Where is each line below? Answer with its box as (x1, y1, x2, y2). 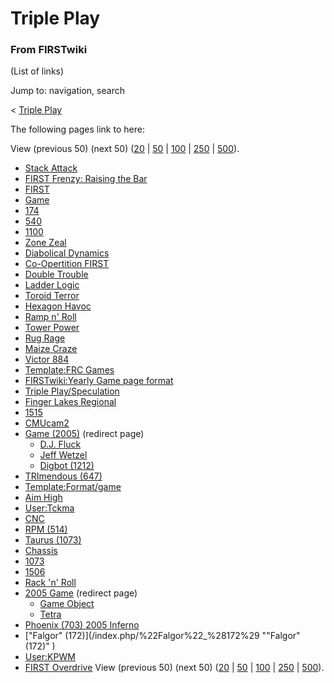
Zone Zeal (24, 237, 67, 249)
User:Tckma (24, 502, 75, 514)
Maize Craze (24, 343, 78, 355)
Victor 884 (24, 353, 70, 366)
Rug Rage (24, 332, 66, 344)
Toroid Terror (24, 290, 80, 302)
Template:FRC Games (24, 364, 115, 376)
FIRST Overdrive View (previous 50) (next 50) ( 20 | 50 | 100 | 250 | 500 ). (24, 662, 325, 674)
